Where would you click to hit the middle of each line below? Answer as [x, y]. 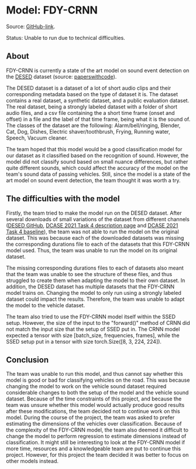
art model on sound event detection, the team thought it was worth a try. [93, 180]
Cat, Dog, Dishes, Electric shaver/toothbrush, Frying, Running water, [88, 131]
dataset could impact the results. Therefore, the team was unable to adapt [95, 299]
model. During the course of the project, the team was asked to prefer [90, 417]
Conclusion [27, 360]
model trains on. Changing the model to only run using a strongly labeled [94, 293]
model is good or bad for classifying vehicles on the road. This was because [98, 380]
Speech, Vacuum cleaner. [37, 138]
